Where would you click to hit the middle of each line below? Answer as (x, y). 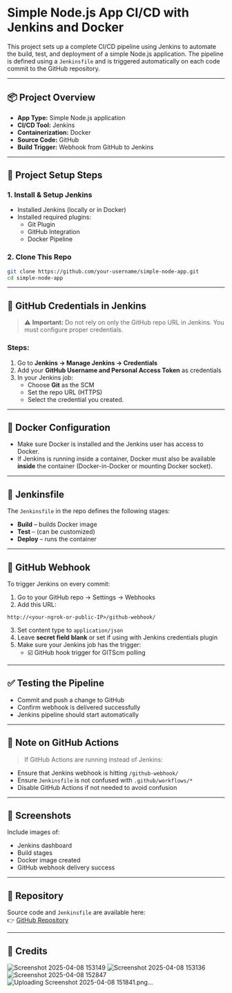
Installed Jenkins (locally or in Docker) (71, 210)
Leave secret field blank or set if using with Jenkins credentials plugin (117, 637)
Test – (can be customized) (56, 532)
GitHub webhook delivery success (66, 867)
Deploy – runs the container (57, 539)
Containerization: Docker (54, 132)
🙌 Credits (28, 951)
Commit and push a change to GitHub (71, 700)
